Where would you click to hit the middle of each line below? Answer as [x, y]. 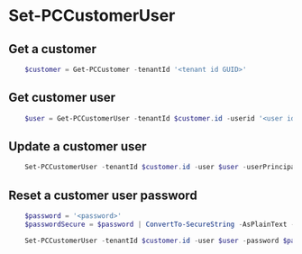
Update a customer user [78, 146]
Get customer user [62, 98]
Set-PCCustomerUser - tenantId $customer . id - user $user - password [152, 240]
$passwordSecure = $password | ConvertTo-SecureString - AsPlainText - [160, 224]
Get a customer [52, 49]
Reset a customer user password [103, 195]
